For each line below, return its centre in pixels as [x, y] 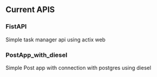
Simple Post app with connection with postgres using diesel [78, 68]
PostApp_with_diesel [36, 54]
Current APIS [30, 10]
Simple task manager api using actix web [56, 39]
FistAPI [16, 27]
